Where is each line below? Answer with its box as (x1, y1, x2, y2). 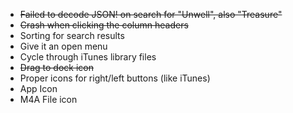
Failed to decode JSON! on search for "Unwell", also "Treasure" (19, 9, 283, 20)
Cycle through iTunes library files (19, 51, 157, 63)
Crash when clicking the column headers (19, 19, 189, 31)
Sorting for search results (19, 30, 125, 41)
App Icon (19, 83, 58, 94)
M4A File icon (19, 94, 78, 105)
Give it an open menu (19, 40, 108, 52)
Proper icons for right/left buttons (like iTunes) (19, 72, 211, 84)
